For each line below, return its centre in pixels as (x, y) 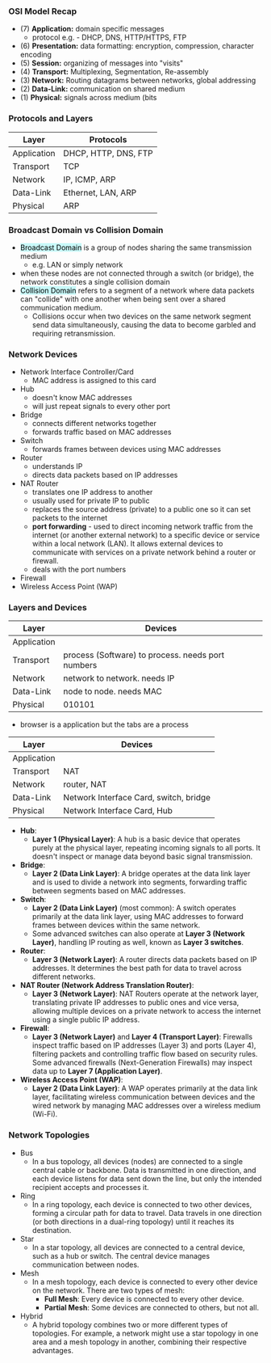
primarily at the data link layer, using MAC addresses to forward (138, 917)
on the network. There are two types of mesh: (108, 1290)
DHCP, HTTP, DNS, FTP (108, 153)
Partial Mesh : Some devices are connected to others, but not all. (152, 1307)
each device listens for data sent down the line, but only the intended (147, 1179)
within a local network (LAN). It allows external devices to (127, 544)
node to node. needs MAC (113, 691)
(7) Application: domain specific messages (92, 29)
